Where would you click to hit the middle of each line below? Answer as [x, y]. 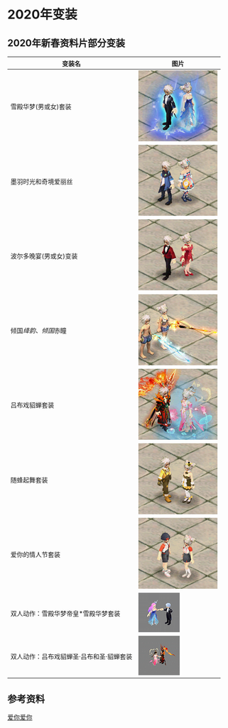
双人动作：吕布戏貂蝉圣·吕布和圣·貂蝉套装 [71, 656]
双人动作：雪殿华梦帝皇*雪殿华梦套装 [65, 613]
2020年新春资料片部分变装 [66, 43]
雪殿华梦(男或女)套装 [41, 106]
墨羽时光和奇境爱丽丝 [42, 181]
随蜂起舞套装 [29, 480]
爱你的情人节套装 [35, 554]
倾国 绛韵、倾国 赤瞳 [38, 330]
